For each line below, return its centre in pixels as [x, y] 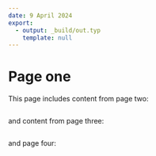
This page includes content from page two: [78, 99]
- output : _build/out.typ [58, 30]
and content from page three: [56, 121]
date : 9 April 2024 [40, 15]
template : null [48, 38]
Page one [40, 77]
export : [21, 23]
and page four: [32, 143]
